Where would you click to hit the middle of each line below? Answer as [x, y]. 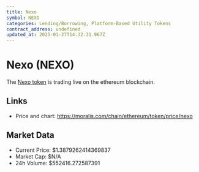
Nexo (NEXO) [40, 65]
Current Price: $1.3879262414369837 [63, 150]
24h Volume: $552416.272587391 [58, 163]
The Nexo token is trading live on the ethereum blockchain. [81, 82]
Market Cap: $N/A [38, 156]
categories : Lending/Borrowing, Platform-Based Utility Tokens [89, 23]
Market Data [30, 135]
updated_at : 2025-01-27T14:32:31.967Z [56, 35]
